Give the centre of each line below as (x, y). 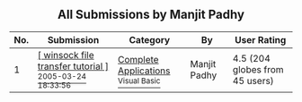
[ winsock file (66, 55)
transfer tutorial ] (73, 66)
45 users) (253, 81)
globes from (258, 69)
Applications (144, 71)
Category (150, 39)
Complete (138, 59)
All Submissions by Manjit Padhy (151, 15)
